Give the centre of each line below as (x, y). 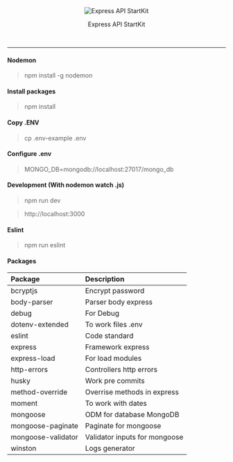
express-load (33, 358)
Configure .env (29, 154)
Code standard (109, 336)
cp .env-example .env (55, 138)
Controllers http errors (121, 370)
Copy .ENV (23, 123)
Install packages (32, 91)
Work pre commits (115, 381)
